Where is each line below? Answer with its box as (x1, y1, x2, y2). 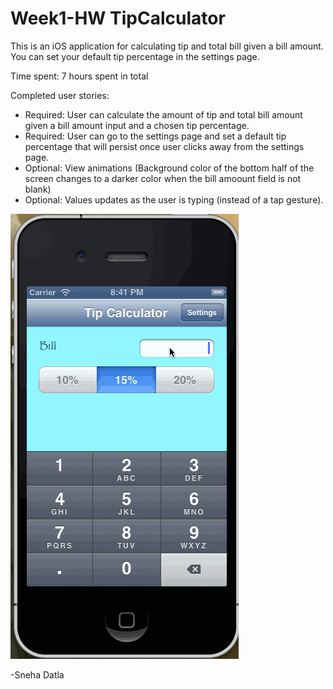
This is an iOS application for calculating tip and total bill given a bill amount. (10, 40, 324, 52)
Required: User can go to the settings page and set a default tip (24, 130, 287, 142)
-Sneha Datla (10, 668, 65, 681)
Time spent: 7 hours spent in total (10, 70, 149, 82)
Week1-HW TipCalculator (10, 7, 226, 30)
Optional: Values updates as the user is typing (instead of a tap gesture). (24, 193, 324, 206)
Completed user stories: (10, 89, 110, 101)
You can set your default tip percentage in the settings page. (10, 50, 260, 62)
